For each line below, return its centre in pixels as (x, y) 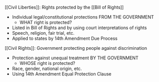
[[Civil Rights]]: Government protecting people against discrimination (76, 48)
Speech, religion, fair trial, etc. (43, 33)
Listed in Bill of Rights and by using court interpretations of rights (79, 28)
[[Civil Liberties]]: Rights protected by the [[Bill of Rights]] (64, 7)
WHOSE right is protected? (47, 63)
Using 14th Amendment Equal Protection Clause (62, 74)
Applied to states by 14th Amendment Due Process (65, 38)
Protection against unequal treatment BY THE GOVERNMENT (75, 58)
